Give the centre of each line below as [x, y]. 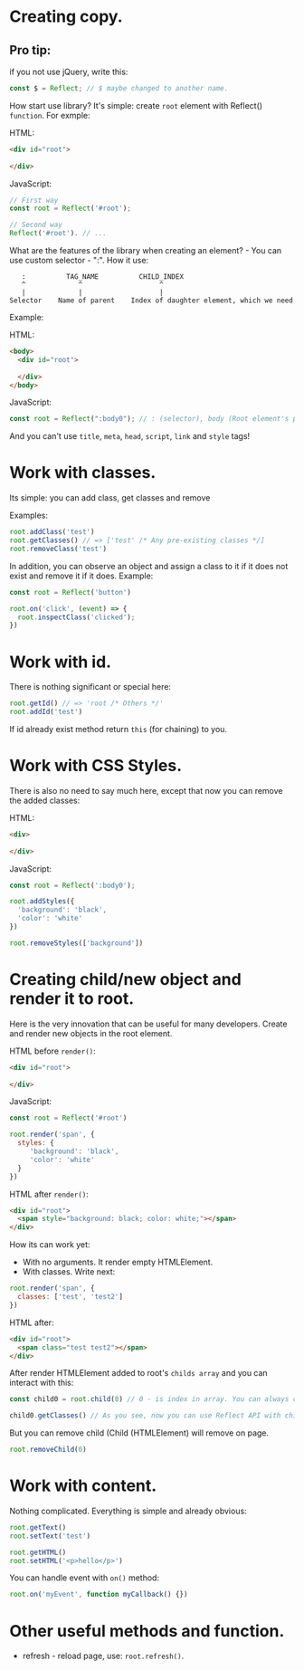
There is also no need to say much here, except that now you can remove [146, 790]
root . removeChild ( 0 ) [48, 1450]
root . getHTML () [38, 1552]
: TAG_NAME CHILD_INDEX [102, 277]
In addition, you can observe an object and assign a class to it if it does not [149, 566]
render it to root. [72, 998]
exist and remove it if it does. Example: [81, 576]
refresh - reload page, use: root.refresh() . [103, 1656]
